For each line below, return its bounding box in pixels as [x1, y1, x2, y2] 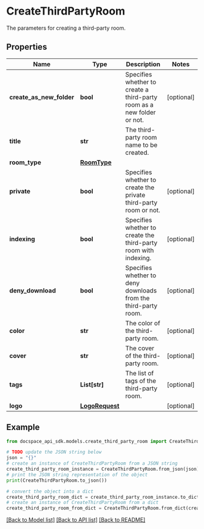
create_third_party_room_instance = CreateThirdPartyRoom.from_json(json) [6, 466, 200, 473]
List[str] [80, 380, 104, 389]
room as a [125, 100, 154, 109]
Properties [6, 42, 47, 52]
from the [125, 294, 150, 302]
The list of [125, 369, 154, 377]
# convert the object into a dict [6, 488, 94, 494]
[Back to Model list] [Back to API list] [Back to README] [6, 516, 146, 524]
